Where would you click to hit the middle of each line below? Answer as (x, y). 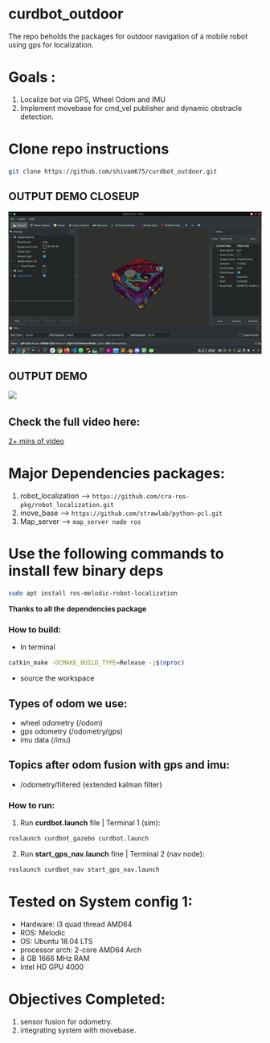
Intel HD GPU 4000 (52, 967)
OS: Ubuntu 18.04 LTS (56, 941)
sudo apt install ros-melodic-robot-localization (93, 594)
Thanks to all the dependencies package (78, 608)
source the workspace (57, 678)
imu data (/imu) (45, 739)
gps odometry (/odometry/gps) (71, 731)
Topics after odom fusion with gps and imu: (119, 765)
